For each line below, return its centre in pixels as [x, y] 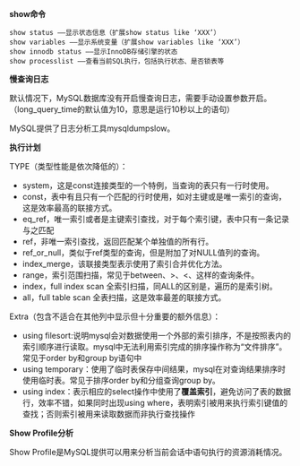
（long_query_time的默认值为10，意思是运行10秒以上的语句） [122, 109]
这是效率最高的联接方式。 [69, 208]
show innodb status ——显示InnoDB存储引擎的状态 [94, 52]
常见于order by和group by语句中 [82, 358]
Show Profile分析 [42, 433]
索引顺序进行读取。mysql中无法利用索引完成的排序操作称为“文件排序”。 [154, 347]
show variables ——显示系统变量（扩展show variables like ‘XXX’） [127, 42]
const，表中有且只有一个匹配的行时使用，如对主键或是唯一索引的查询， [154, 197]
